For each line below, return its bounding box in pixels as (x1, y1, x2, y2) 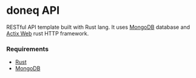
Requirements (6, 44, 49, 53)
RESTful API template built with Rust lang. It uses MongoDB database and (6, 23, 190, 31)
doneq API (6, 4, 60, 17)
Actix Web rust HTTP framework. (6, 29, 89, 37)
